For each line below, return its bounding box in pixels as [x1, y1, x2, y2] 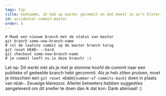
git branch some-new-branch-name [5, 39, 74, 44]
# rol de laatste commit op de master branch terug [5, 43, 114, 48]
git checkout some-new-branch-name [5, 52, 79, 57]
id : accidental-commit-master [5, 16, 68, 21]
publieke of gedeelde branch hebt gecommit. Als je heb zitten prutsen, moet [5, 70, 161, 76]
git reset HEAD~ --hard [5, 47, 54, 52]
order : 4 [5, 21, 23, 26]
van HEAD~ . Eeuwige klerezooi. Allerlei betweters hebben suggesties [5, 80, 143, 86]
